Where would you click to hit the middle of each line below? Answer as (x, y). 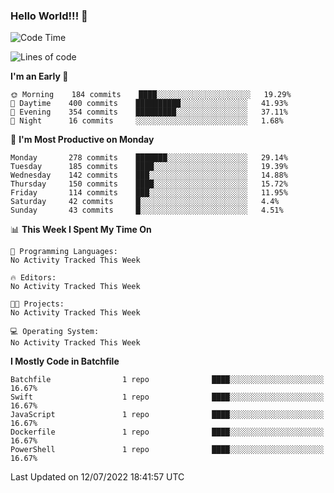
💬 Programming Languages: (64, 252)
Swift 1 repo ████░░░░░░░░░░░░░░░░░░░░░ (167, 397)
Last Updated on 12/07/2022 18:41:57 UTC (97, 477)
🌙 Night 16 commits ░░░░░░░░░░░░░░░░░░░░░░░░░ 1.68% (147, 121)
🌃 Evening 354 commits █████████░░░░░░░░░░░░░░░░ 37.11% (149, 112)
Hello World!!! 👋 (49, 16)
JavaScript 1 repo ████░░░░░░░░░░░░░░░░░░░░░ (167, 415)
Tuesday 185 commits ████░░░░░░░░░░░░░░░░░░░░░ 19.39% (149, 167)
